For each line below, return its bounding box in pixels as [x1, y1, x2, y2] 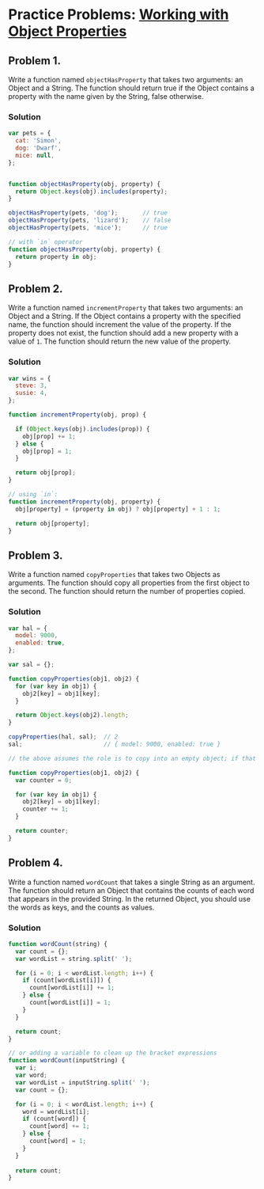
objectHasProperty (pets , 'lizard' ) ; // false [8, 216, 172, 225]
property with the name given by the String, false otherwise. [8, 92, 204, 101]
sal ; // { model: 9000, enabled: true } [8, 740, 221, 749]
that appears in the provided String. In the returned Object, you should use [8, 894, 251, 903]
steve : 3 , [15, 382, 47, 389]
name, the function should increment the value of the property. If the [8, 320, 232, 329]
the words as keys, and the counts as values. [8, 902, 155, 912]
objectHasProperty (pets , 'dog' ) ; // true [8, 209, 168, 217]
